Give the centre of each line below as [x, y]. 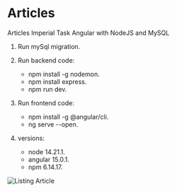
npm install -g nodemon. [64, 74]
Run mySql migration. [49, 46]
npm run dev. [47, 89]
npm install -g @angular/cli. [68, 117]
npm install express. [57, 81]
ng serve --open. [53, 124]
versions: [31, 138]
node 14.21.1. [47, 151]
